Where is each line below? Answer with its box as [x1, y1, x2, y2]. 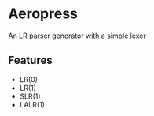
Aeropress [8, 5, 79, 23]
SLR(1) [19, 92, 41, 101]
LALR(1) [19, 99, 46, 109]
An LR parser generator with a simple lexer [8, 31, 147, 40]
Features [8, 54, 53, 67]
